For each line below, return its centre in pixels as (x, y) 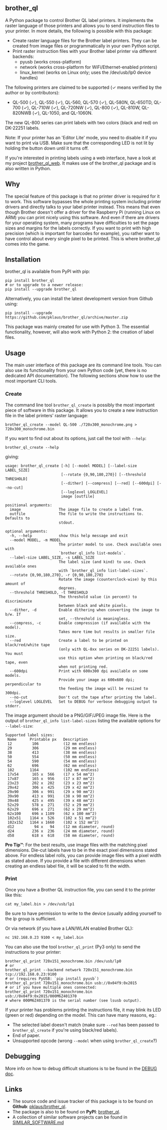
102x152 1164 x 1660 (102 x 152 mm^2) (53, 822)
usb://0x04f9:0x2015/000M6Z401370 (41, 996)
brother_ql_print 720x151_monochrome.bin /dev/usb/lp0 (63, 961)
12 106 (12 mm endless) (52, 744)
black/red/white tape (28, 645)
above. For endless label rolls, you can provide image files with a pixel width (83, 855)
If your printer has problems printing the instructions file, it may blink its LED (83, 1010)
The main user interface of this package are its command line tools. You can (83, 365)
